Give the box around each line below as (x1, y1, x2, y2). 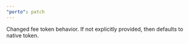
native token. (6, 31, 39, 39)
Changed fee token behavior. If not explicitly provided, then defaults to (6, 25, 184, 33)
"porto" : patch (6, 8, 45, 15)
